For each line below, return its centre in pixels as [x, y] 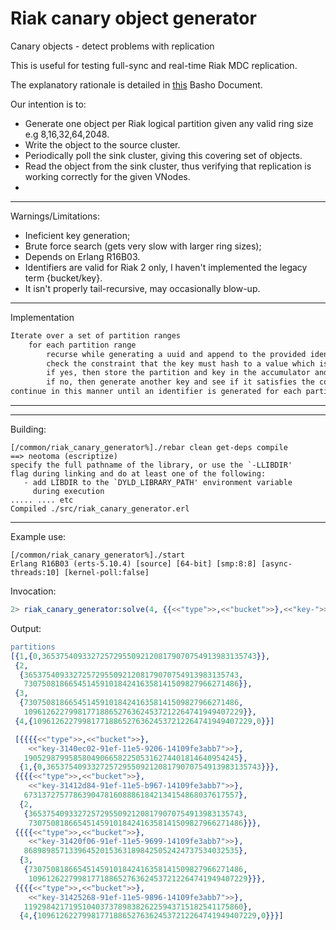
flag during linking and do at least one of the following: [138, 474]
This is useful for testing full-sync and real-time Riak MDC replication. [154, 65]
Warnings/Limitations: [55, 216]
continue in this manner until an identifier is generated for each [156, 392]
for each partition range [82, 345]
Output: [26, 628]
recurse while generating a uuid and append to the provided [176, 354]
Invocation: [33, 591]
